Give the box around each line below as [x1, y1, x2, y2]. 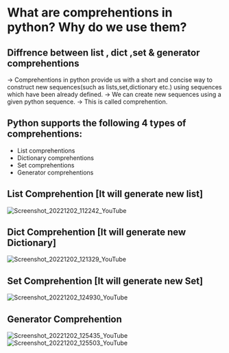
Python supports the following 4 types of [7, 117, 186, 129]
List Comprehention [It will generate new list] [7, 188, 204, 200]
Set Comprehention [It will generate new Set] [7, 275, 204, 286]
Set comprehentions [16, 161, 75, 169]
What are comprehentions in [7, 5, 173, 21]
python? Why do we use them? [7, 19, 187, 35]
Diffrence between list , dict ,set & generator [7, 47, 200, 58]
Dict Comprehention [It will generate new [7, 227, 186, 238]
